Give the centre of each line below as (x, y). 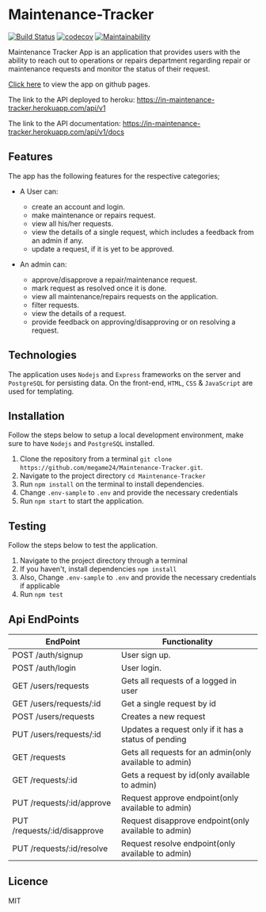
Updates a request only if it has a (182, 729)
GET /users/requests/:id (57, 704)
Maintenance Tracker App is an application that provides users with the (124, 52)
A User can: (39, 191)
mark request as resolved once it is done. (99, 288)
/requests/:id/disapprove (58, 831)
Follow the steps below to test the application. (83, 545)
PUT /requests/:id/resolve (60, 849)
